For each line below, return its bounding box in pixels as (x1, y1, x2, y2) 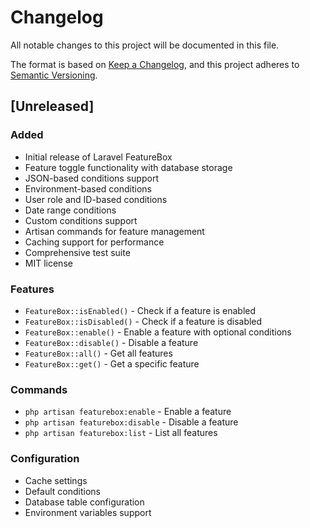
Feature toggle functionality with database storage (24, 161, 233, 173)
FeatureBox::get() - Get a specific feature (24, 357, 200, 370)
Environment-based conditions (24, 182, 152, 195)
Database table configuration (24, 496, 145, 508)
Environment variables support (24, 506, 152, 518)
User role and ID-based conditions (24, 193, 168, 205)
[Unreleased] (10, 98, 95, 115)
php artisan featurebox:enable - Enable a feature (24, 406, 232, 418)
